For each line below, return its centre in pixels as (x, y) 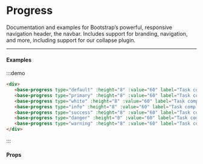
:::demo (16, 73)
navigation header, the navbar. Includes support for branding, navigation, (97, 33)
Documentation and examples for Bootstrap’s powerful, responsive (89, 27)
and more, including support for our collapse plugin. (71, 40)
